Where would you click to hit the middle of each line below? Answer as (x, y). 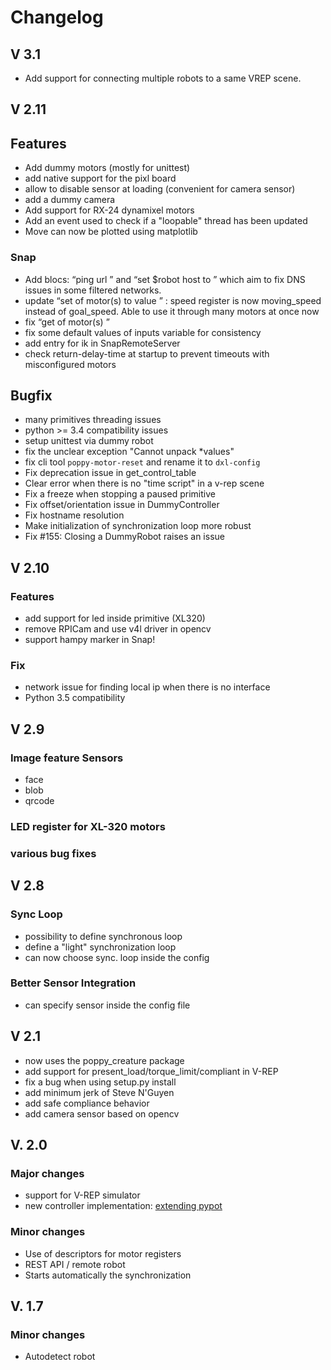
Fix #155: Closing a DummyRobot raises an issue (124, 537)
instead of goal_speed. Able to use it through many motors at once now (172, 311)
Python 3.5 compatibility (75, 698)
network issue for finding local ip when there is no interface (147, 687)
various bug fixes (53, 853)
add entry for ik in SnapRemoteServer (102, 343)
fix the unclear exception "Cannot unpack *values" (129, 452)
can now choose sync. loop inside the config (117, 957)
